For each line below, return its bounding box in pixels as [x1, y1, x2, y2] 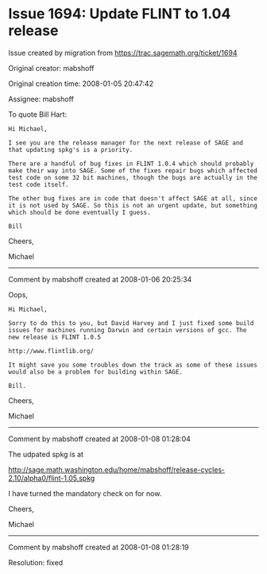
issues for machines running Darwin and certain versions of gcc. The [8, 326, 247, 334]
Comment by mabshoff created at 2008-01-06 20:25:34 [8, 274, 192, 284]
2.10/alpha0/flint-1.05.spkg [8, 473, 95, 483]
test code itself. [8, 180, 69, 188]
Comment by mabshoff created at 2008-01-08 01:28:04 [8, 434, 191, 444]
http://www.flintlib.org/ [8, 347, 94, 355]
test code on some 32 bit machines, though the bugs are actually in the [8, 173, 258, 181]
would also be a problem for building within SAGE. [8, 367, 183, 376]
